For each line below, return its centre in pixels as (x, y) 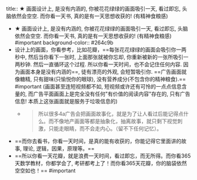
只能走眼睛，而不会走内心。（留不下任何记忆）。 (105, 128)
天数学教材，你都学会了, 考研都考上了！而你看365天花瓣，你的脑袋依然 (101, 163)
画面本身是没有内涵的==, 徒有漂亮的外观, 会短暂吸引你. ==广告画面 (101, 72)
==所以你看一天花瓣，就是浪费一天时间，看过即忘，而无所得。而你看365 (103, 156)
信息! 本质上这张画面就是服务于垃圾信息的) (66, 101)
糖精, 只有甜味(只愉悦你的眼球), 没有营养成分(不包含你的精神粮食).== (103, 79)
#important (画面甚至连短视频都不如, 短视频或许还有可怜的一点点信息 (98, 86)
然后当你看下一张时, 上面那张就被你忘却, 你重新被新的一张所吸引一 (108, 57)
